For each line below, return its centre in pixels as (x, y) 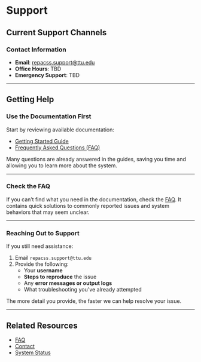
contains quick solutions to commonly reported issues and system (88, 205)
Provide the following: (42, 264)
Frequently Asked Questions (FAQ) (57, 148)
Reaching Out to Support (43, 233)
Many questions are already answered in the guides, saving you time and (96, 159)
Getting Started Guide (42, 141)
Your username (43, 271)
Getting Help (30, 99)
